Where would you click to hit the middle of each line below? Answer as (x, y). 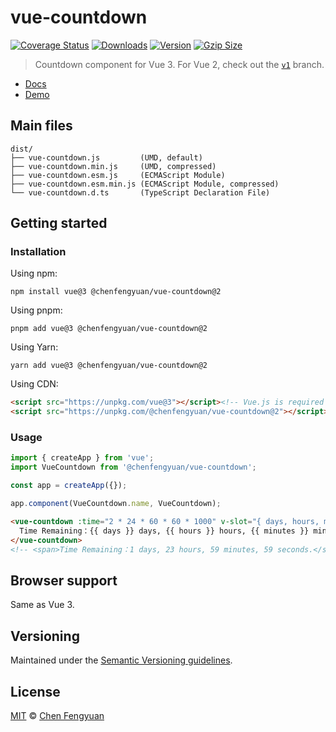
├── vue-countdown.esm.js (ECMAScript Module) (118, 175)
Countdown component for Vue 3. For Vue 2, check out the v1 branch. (179, 64)
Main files (41, 126)
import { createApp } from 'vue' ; (82, 458)
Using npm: (34, 273)
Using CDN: (34, 384)
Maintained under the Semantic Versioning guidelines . (121, 660)
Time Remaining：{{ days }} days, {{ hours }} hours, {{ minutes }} (164, 531)
